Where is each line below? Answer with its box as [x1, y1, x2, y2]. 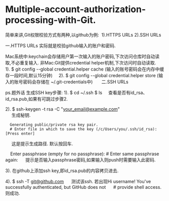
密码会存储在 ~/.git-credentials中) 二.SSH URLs [22, 79, 129, 85]
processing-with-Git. [5, 14, 96, 26]
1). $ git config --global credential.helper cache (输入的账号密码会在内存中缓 [5, 66, 164, 72]
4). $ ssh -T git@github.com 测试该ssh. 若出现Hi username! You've [5, 178, 151, 184]
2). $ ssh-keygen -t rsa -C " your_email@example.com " [5, 106, 120, 112]
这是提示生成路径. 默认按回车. [11, 141, 73, 147]
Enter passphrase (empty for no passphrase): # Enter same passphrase [10, 151, 159, 157]
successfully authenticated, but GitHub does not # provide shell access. [5, 184, 162, 190]
